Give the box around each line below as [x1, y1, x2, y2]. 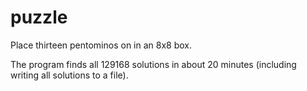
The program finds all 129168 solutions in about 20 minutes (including [10, 58, 297, 70]
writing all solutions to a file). [10, 69, 129, 81]
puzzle [10, 6, 68, 29]
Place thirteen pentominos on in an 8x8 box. [10, 39, 193, 51]
